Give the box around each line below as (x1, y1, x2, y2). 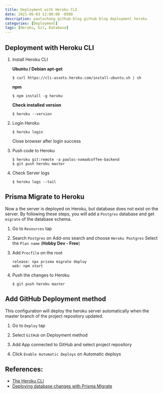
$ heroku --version (12, 111, 52, 116)
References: (5, 365, 43, 373)
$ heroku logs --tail (12, 179, 56, 184)
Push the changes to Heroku (12, 272, 70, 278)
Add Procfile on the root (12, 250, 62, 255)
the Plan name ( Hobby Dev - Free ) (12, 240, 81, 246)
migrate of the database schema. (5, 216, 72, 222)
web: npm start (12, 263, 43, 268)
